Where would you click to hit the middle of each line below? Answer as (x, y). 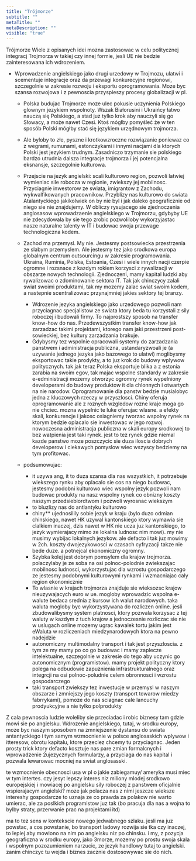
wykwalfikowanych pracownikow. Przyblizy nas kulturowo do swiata (106, 195)
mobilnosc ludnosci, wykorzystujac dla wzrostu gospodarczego (109, 569)
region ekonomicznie (57, 582)
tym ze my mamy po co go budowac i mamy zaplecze (97, 650)
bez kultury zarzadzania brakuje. (100, 335)
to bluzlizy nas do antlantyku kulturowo (79, 507)
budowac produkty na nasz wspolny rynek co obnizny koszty (106, 495)
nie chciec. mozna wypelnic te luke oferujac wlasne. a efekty (105, 410)
